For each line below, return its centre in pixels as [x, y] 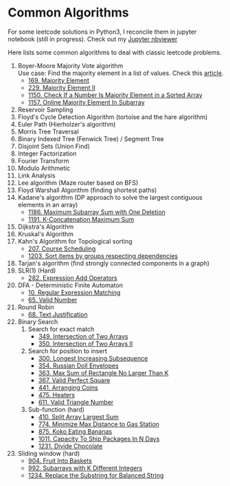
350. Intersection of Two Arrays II [85, 344]
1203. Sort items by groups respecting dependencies [103, 255]
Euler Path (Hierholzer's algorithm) [67, 124]
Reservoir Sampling [45, 109]
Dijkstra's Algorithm [46, 226]
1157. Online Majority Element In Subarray [86, 102]
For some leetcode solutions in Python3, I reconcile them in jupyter [102, 32]
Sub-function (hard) [56, 409]
